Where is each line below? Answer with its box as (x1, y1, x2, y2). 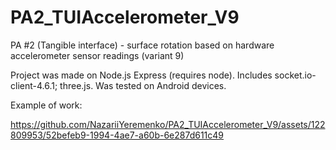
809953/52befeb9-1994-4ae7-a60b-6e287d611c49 (10, 129, 225, 141)
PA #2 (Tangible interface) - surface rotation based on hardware (10, 39, 275, 51)
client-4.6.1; (10, 79, 58, 91)
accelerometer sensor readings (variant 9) (10, 49, 185, 61)
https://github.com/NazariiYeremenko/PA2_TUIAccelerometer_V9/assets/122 (10, 118, 326, 130)
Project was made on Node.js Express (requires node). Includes (10, 69, 273, 81)
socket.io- (274, 69, 317, 81)
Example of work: (10, 99, 83, 111)
